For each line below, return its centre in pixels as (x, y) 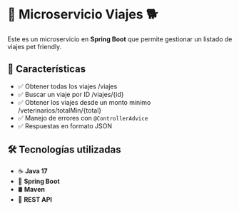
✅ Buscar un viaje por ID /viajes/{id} (71, 94)
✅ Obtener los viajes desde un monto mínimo (84, 102)
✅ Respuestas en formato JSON (65, 125)
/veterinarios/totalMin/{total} (60, 110)
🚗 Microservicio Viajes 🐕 (83, 15)
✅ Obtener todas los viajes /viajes (67, 86)
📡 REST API (35, 199)
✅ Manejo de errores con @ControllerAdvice (83, 118)
